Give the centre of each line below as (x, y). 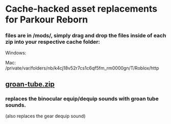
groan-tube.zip (30, 84)
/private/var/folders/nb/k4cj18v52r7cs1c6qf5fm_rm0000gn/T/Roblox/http (82, 68)
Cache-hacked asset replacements (81, 9)
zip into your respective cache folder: (53, 42)
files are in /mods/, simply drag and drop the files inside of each (86, 36)
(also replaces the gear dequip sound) (45, 116)
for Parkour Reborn (47, 20)
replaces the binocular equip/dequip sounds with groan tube (82, 99)
